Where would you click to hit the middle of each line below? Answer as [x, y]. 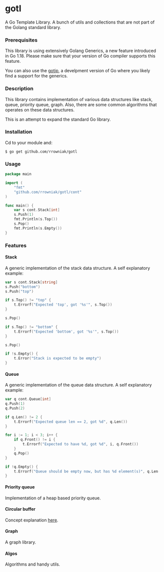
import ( [14, 183]
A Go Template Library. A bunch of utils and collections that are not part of [80, 22]
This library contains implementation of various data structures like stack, [79, 99]
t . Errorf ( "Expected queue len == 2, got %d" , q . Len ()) [71, 422]
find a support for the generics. [37, 76]
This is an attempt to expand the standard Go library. [58, 119]
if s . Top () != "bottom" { [31, 327]
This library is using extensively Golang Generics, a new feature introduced [81, 51]
